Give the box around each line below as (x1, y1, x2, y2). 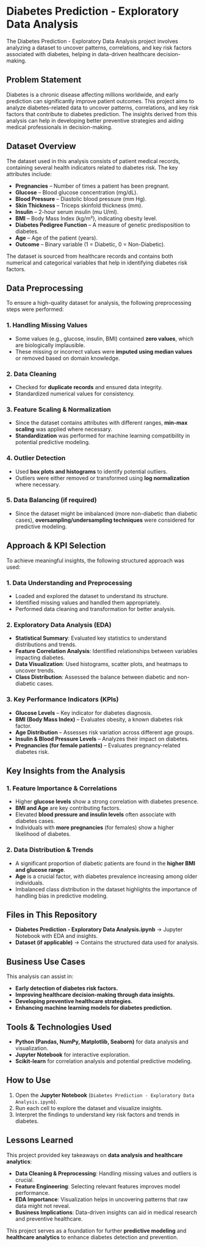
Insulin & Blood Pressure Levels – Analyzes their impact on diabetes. (15, 735, 189, 742)
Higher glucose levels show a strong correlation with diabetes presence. (15, 798, 199, 805)
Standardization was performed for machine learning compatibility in (15, 432, 190, 439)
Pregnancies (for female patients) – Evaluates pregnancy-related (15, 741, 181, 749)
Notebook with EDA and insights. (15, 932, 98, 940)
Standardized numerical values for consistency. (15, 390, 135, 397)
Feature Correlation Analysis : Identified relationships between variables (15, 648, 198, 655)
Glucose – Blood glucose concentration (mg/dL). (15, 188, 138, 196)
